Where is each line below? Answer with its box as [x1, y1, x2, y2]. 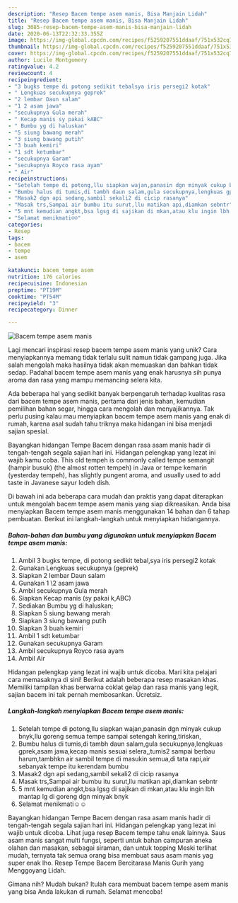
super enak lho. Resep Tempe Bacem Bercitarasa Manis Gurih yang [8, 858, 204, 868]
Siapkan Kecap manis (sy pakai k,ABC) [18, 594, 131, 603]
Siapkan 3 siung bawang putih [18, 617, 107, 625]
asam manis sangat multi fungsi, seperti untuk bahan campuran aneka [8, 836, 213, 845]
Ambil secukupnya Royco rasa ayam [18, 647, 124, 655]
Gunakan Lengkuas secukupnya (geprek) [18, 564, 138, 572]
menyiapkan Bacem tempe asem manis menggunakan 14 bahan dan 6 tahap [8, 507, 230, 516]
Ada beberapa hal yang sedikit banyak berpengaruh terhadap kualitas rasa [8, 390, 225, 398]
